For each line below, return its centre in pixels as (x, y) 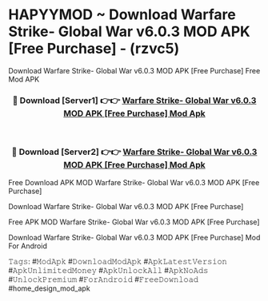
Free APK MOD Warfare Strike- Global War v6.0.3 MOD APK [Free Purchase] (134, 222)
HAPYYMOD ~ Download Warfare (122, 15)
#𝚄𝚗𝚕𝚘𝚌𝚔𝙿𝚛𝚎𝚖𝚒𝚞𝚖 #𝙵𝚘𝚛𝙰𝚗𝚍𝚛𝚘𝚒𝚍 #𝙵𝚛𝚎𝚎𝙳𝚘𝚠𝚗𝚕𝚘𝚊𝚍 (103, 279)
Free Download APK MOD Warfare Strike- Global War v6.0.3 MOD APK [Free (134, 182)
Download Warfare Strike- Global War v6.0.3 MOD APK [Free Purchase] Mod (134, 237)
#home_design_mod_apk (49, 288)
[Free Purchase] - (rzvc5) (94, 49)
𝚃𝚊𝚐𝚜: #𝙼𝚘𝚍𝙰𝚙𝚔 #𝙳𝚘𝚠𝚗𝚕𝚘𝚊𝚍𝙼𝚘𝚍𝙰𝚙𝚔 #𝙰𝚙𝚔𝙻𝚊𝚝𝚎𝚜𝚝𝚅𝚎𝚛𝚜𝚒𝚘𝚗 (118, 261)
